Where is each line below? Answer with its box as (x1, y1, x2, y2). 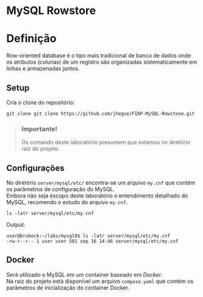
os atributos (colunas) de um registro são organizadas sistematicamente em (6, 59, 198, 66)
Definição (6, 32, 57, 46)
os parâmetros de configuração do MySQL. (6, 186, 115, 193)
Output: (6, 221, 26, 229)
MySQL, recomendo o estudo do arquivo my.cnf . (6, 199, 128, 206)
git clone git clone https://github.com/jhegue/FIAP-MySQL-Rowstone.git (6, 111, 195, 117)
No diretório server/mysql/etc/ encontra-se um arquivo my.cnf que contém (6, 179, 196, 186)
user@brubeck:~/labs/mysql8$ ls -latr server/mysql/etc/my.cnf (6, 233, 171, 239)
